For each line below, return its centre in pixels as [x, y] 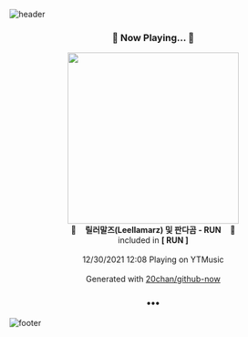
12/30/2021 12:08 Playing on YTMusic [153, 259]
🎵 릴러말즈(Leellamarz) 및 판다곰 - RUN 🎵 [153, 230]
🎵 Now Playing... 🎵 [153, 37]
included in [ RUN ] [153, 240]
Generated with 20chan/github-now [153, 279]
